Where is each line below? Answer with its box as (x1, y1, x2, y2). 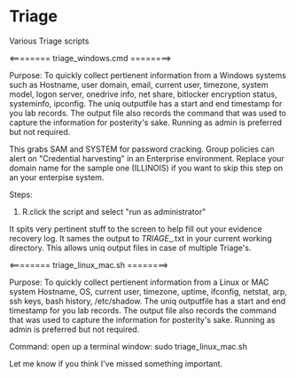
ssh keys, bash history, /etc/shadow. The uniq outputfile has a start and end (9, 295, 286, 306)
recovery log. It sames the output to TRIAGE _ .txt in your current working (9, 232, 272, 243)
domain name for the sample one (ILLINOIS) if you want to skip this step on (9, 162, 284, 173)
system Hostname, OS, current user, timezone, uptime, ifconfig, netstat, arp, (9, 286, 288, 296)
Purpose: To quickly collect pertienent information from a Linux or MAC (9, 277, 269, 287)
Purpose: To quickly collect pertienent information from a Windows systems (9, 69, 286, 81)
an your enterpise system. (9, 171, 105, 183)
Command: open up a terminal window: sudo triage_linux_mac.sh (9, 341, 248, 351)
